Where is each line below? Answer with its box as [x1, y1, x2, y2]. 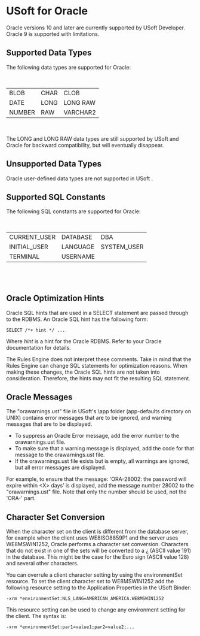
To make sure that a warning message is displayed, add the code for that [14, 445, 195, 452]
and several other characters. [6, 560, 79, 567]
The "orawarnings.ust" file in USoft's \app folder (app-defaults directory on [6, 408, 192, 415]
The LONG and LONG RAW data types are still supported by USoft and [6, 135, 179, 142]
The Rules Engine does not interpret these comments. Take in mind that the [6, 355, 192, 363]
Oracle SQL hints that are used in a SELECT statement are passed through [6, 309, 189, 316]
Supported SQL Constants [6, 192, 106, 202]
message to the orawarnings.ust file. [14, 451, 105, 459]
